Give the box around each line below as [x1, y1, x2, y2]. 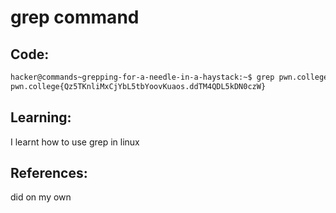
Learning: [10, 109, 72, 126]
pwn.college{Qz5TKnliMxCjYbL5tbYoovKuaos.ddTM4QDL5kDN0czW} [10, 81, 267, 91]
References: [10, 164, 88, 181]
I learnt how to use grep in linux [10, 136, 140, 148]
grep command [10, 6, 140, 29]
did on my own [10, 191, 72, 203]
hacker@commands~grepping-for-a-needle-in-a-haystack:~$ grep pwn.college [10, 72, 329, 82]
